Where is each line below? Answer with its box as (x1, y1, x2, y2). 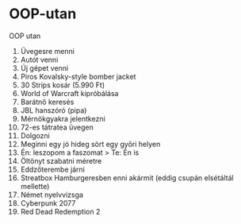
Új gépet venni (20, 63, 69, 72)
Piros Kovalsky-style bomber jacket (20, 71, 136, 81)
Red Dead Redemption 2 (20, 207, 101, 216)
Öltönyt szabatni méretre (20, 156, 102, 165)
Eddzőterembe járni (20, 164, 86, 174)
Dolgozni (20, 130, 50, 140)
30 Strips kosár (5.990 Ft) (20, 80, 105, 90)
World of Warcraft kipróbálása (20, 88, 119, 98)
